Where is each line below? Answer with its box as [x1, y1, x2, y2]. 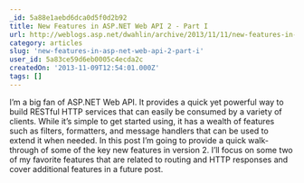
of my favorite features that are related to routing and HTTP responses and [9, 154, 289, 165]
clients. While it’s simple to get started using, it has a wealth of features [9, 115, 275, 126]
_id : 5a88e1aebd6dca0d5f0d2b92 [9, 13, 128, 23]
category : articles [9, 38, 83, 48]
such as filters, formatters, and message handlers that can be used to [9, 125, 269, 136]
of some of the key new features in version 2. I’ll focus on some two [40, 144, 294, 155]
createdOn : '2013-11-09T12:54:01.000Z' [9, 64, 160, 73]
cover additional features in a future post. [9, 163, 164, 174]
